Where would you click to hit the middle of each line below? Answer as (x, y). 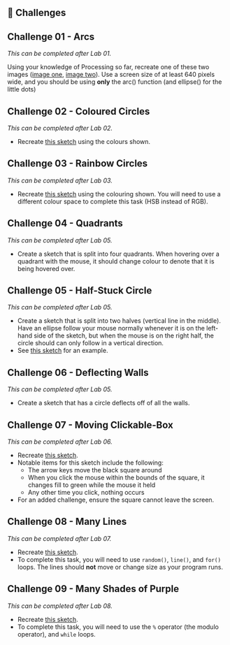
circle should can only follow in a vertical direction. (91, 343)
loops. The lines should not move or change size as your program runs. (120, 567)
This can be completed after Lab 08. (60, 606)
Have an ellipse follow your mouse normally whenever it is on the (111, 328)
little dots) (22, 89)
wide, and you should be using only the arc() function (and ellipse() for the (115, 82)
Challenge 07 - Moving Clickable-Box (90, 425)
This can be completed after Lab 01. (59, 54)
